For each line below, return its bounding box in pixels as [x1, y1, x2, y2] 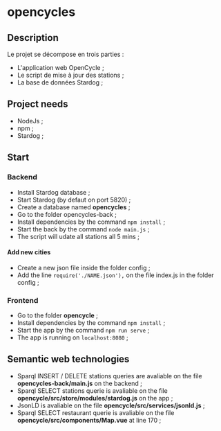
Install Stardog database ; [17, 188, 90, 196]
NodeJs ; [17, 116, 44, 125]
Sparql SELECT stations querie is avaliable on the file [17, 386, 168, 395]
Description [7, 32, 59, 44]
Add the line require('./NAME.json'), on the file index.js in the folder [17, 271, 214, 279]
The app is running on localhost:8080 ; [17, 333, 129, 342]
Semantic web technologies [7, 353, 130, 365]
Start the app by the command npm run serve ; [17, 326, 150, 334]
